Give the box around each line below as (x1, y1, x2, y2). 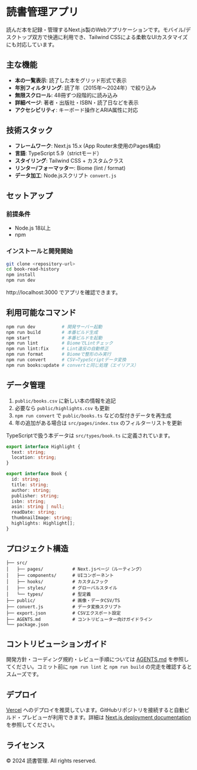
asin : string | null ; (11, 504, 65, 510)
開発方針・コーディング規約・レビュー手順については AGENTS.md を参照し (6, 656, 189, 663)
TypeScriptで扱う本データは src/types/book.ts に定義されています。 (6, 431, 173, 439)
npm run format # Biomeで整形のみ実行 (6, 352, 111, 357)
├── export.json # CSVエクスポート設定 (6, 610, 121, 616)
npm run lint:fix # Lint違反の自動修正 (6, 346, 109, 352)
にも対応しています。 (6, 41, 58, 48)
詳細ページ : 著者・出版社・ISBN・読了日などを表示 (14, 99, 139, 106)
